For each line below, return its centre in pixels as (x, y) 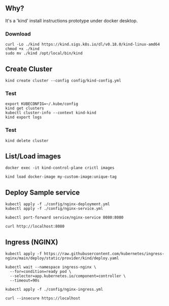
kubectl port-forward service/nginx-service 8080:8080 (64, 218)
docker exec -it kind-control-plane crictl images (60, 168)
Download (18, 34)
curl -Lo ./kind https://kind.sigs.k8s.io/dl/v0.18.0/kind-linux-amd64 (82, 45)
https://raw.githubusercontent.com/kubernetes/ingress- (104, 254)
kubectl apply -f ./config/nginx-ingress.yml (54, 289)
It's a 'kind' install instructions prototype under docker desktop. (72, 20)
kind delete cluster (27, 141)
